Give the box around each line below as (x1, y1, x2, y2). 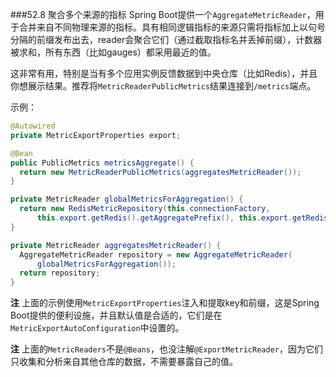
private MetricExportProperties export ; (10, 130, 182, 140)
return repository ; (19, 268, 101, 278)
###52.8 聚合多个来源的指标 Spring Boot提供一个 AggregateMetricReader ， (10, 9, 316, 20)
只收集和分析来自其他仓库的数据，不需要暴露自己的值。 (10, 356, 238, 368)
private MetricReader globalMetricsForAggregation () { (10, 194, 244, 205)
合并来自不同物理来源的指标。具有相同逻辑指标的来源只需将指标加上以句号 (18, 21, 326, 33)
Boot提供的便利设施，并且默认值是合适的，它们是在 (10, 309, 223, 322)
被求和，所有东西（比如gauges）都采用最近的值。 (10, 46, 217, 58)
